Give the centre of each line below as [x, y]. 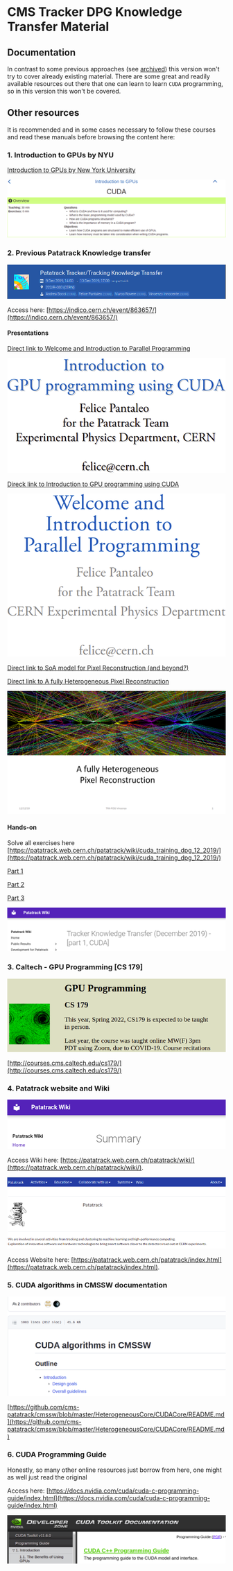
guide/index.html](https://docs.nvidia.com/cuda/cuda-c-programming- [109, 1498]
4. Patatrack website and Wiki [58, 1088]
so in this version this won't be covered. [64, 91]
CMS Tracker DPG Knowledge [95, 12]
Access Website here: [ [41, 1260]
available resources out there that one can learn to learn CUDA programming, [115, 84]
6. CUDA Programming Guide [57, 1455]
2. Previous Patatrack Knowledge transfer [79, 253]
